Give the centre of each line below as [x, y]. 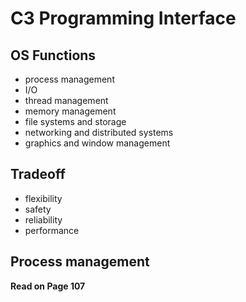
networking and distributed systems [99, 132]
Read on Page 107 [48, 286]
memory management [70, 111]
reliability [43, 219]
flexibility [43, 198]
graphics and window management [97, 143]
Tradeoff [38, 174]
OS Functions [53, 55]
